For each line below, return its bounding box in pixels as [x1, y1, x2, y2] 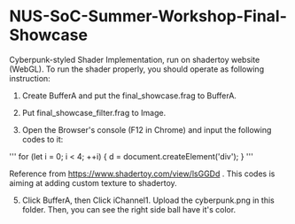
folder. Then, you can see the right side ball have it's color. [21, 204, 237, 214]
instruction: [9, 73, 50, 83]
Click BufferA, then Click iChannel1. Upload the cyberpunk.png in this [21, 195, 275, 205]
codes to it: [21, 134, 64, 144]
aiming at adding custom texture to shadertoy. [9, 177, 177, 188]
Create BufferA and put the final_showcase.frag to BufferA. [21, 90, 237, 101]
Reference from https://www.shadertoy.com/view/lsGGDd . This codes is [9, 168, 276, 179]
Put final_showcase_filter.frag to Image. [21, 107, 167, 118]
